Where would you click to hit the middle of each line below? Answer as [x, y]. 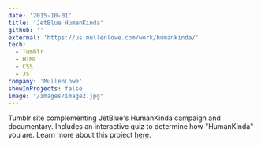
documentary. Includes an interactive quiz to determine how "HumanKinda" [131, 127]
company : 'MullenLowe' [45, 81]
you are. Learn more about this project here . [80, 135]
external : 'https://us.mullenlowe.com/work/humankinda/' [104, 37]
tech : [17, 45]
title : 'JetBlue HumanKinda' [56, 23]
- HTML [26, 60]
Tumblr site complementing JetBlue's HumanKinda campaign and [114, 118]
